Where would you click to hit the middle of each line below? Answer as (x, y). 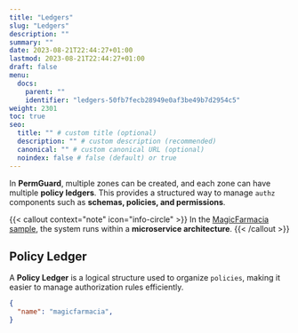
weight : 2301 (33, 108)
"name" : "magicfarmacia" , (65, 312)
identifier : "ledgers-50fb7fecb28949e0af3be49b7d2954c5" (133, 100)
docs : (28, 83)
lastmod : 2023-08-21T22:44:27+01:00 (77, 59)
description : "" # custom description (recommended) (117, 141)
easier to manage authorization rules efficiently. (97, 287)
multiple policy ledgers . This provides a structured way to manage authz (142, 193)
